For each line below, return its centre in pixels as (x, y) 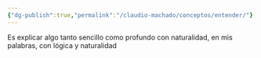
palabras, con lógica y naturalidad (62, 45)
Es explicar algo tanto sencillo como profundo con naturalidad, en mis (120, 37)
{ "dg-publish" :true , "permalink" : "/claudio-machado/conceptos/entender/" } (130, 15)
